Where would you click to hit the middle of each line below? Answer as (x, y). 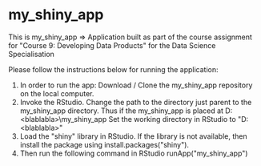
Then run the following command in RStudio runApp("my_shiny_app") (134, 153)
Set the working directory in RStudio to (172, 119)
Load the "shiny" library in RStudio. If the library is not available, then (133, 136)
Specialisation (31, 54)
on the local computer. (57, 93)
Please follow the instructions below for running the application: (113, 69)
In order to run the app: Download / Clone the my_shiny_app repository (136, 85)
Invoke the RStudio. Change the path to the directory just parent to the (136, 102)
